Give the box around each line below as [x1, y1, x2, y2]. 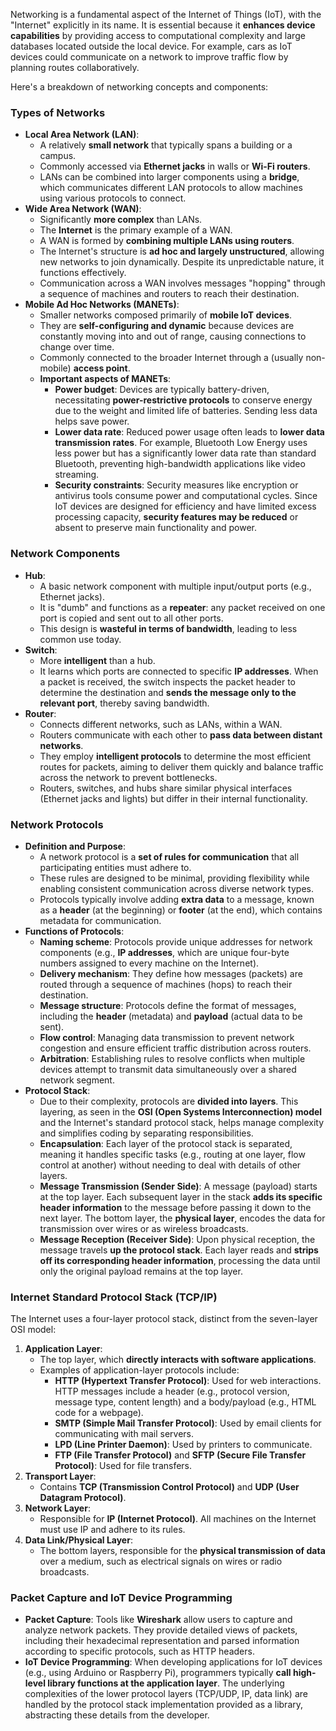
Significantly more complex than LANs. [39, 214, 203, 226]
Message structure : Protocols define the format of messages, [39, 999, 297, 1011]
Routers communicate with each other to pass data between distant [39, 729, 323, 741]
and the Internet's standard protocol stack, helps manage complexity [39, 1116, 325, 1128]
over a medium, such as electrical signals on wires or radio [39, 1555, 283, 1568]
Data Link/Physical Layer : [24, 1534, 133, 1546]
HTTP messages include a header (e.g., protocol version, [54, 1385, 290, 1398]
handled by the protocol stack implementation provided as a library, [24, 1699, 304, 1711]
